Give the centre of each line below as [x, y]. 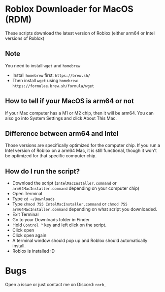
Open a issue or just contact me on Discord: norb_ [56, 285]
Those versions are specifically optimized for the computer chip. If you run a [83, 146]
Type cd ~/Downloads [33, 199]
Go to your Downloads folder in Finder [51, 220]
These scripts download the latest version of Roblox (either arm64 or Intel [80, 33]
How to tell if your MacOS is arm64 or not [69, 101]
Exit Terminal [25, 214]
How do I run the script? [43, 171]
